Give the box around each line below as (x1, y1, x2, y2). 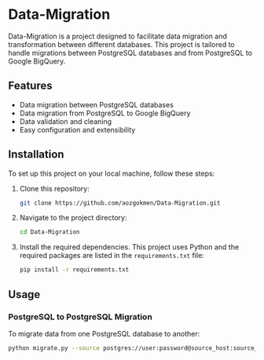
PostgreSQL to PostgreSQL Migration (8, 311, 153, 322)
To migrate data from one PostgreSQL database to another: (8, 329, 200, 338)
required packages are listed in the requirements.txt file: (19, 251, 204, 260)
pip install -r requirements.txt (19, 266, 130, 274)
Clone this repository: (19, 184, 90, 193)
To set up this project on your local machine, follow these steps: (8, 169, 215, 178)
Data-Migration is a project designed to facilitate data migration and (8, 31, 228, 41)
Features (8, 79, 53, 93)
